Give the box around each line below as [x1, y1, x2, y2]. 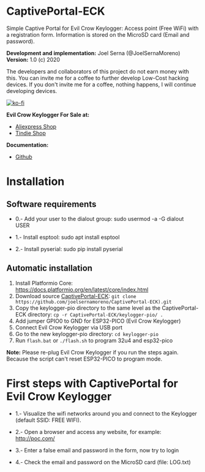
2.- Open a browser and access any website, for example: [15, 428, 162, 435]
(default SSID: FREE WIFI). [15, 416, 81, 424]
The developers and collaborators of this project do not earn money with [6, 67, 190, 75]
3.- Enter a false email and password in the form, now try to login [15, 446, 179, 454]
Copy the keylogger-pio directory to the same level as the [15, 304, 161, 312]
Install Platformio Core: [15, 279, 73, 287]
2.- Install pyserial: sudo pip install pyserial [15, 245, 124, 252]
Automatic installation [6, 263, 93, 274]
